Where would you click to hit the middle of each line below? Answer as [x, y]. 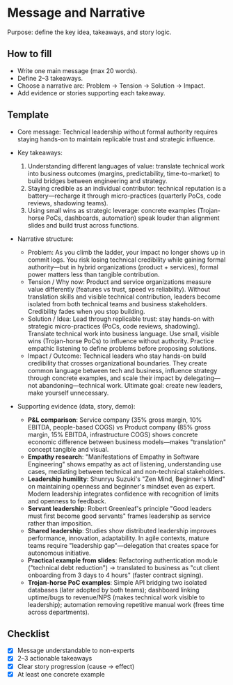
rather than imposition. [60, 523]
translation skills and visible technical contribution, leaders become [124, 297]
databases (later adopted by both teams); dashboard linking [113, 590]
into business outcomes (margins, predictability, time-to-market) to [124, 173]
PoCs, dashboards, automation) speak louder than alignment [133, 218]
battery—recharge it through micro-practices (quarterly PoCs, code [124, 196]
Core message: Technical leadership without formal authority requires [117, 132]
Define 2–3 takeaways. [50, 78]
